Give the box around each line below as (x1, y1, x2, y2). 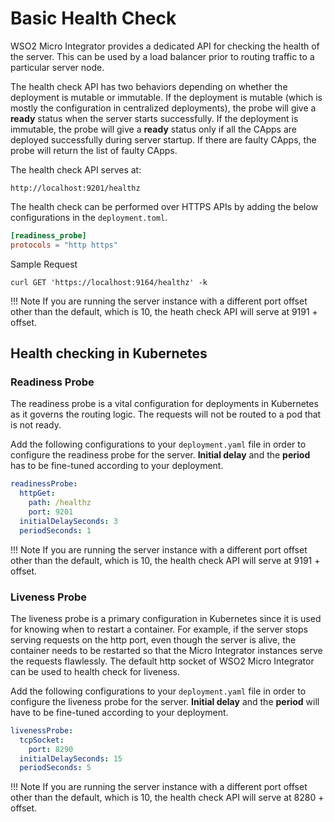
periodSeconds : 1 (19, 525, 92, 536)
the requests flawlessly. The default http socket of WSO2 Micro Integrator (10, 655, 315, 667)
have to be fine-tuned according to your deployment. (10, 706, 229, 718)
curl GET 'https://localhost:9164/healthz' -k (10, 277, 208, 287)
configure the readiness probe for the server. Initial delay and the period (10, 449, 311, 461)
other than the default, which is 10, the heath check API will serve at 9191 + (10, 305, 318, 317)
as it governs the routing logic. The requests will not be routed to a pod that (10, 408, 322, 421)
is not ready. (10, 419, 62, 431)
